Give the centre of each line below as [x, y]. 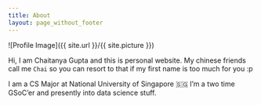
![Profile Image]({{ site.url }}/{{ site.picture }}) [81, 45]
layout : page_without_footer [56, 23]
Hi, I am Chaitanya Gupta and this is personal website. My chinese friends [127, 60]
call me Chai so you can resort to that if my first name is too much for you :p [130, 68]
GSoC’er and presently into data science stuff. [82, 92]
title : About [29, 15]
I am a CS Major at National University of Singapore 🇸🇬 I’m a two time [121, 84]
